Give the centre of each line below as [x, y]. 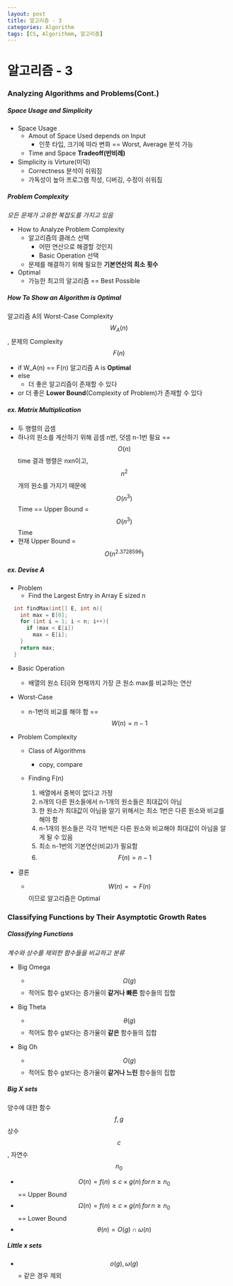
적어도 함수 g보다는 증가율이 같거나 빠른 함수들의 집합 [102, 992]
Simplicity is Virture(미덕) [54, 162]
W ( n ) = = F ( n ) [129, 886]
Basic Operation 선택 [69, 255]
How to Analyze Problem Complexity [71, 229]
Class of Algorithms [57, 750]
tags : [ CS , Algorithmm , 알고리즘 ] [55, 34]
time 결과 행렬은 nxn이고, [53, 461]
